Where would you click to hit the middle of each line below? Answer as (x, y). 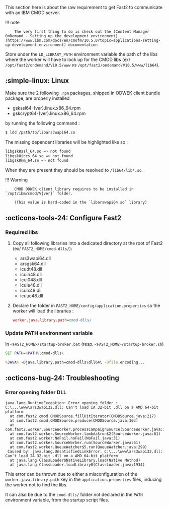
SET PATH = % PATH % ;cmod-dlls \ (35, 353)
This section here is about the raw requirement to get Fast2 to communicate (84, 7)
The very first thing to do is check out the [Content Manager (82, 32)
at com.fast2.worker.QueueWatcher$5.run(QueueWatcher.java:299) (78, 447)
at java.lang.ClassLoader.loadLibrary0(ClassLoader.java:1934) (77, 465)
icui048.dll (31, 280)
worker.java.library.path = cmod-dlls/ (52, 320)
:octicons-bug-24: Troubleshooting (62, 378)
